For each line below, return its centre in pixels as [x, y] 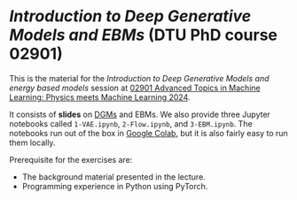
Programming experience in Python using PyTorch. [115, 186]
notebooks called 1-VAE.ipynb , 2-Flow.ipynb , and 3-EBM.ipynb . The [131, 123]
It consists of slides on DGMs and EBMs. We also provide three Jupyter [140, 114]
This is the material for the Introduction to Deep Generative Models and [139, 78]
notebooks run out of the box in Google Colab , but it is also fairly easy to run [148, 133]
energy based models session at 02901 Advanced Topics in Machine [135, 88]
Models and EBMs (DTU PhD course [143, 35]
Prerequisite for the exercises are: [71, 159]
